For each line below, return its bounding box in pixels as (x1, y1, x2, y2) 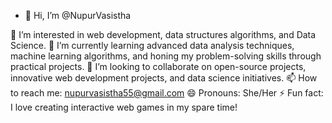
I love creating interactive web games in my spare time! (10, 101, 238, 113)
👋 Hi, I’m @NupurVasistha (24, 10, 132, 21)
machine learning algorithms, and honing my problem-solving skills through (10, 50, 322, 62)
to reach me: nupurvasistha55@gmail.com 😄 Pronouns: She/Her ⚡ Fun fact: (10, 87, 324, 99)
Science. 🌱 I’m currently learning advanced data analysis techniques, (10, 40, 295, 51)
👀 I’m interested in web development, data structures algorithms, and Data (10, 29, 317, 40)
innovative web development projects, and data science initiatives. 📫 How (10, 72, 318, 84)
